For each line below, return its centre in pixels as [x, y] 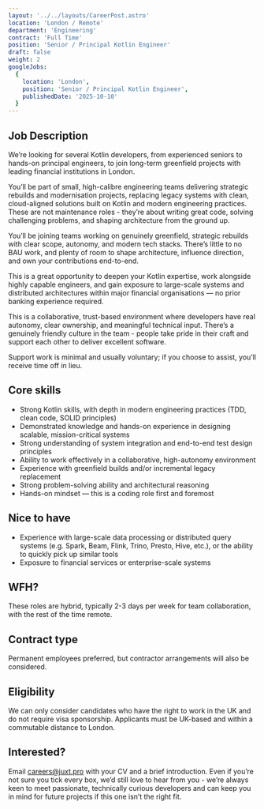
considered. [28, 667]
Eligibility [32, 692]
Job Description [48, 135]
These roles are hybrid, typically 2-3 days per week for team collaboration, [130, 606]
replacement [40, 476]
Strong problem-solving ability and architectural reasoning [114, 485]
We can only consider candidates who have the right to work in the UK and [130, 711]
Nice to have [39, 518]
